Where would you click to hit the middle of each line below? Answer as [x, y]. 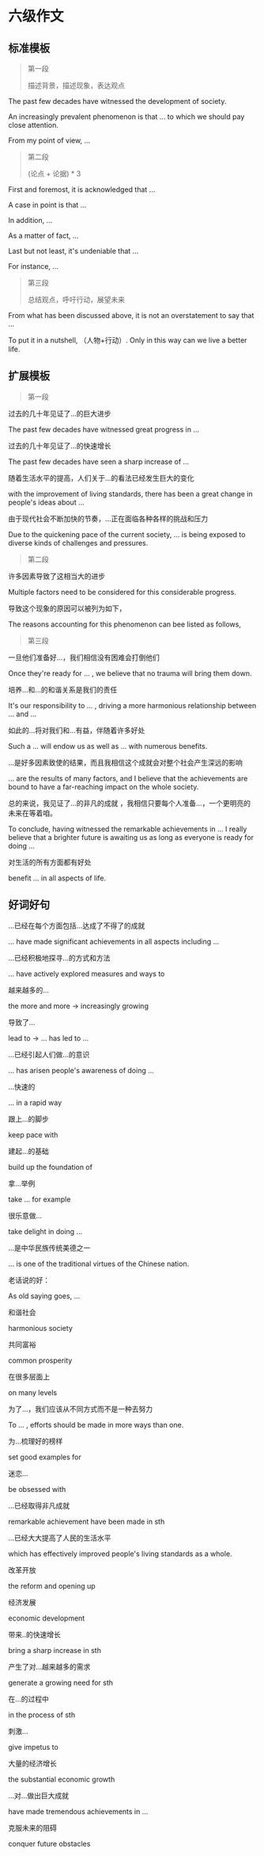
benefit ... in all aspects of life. [57, 878]
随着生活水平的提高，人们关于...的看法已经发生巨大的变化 [102, 477]
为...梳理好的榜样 [36, 1441]
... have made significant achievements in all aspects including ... [114, 941]
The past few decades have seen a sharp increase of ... [99, 462]
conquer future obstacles [49, 1843]
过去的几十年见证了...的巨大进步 [60, 413]
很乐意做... [25, 1215]
